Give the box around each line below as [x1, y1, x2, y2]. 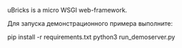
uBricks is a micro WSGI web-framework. [7, 6, 128, 14]
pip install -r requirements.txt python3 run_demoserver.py [7, 33, 176, 41]
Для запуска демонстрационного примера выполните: [7, 19, 173, 27]
